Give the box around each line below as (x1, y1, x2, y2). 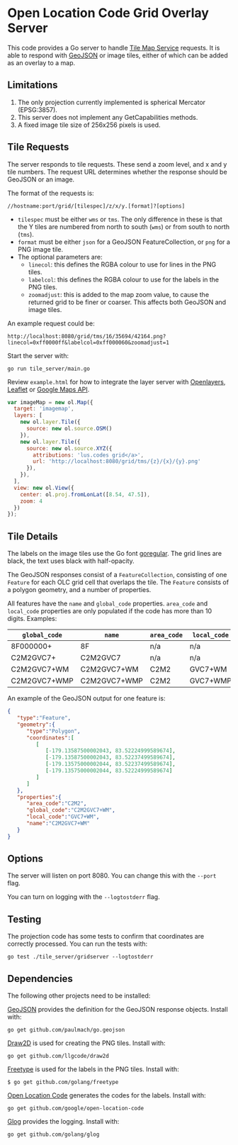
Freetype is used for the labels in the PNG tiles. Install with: (7, 1065, 179, 1073)
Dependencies (7, 973, 73, 985)
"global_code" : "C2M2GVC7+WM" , (25, 807, 115, 814)
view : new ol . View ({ (13, 484, 74, 491)
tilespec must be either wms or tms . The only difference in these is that (17, 215, 222, 223)
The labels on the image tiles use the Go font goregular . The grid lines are (7, 549, 222, 558)
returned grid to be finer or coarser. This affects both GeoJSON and (28, 298, 227, 306)
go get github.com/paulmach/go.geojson (7, 1027, 125, 1034)
